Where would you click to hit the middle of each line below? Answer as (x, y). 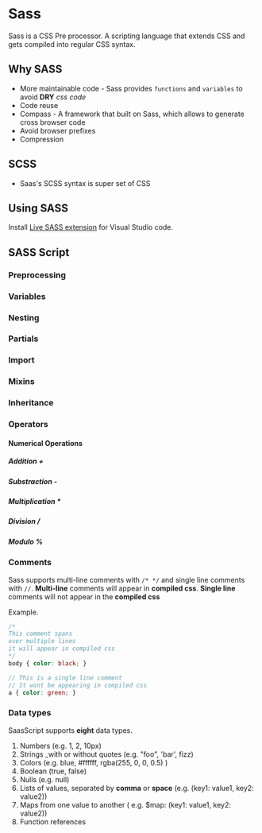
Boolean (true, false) (53, 771)
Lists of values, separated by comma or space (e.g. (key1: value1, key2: (137, 788)
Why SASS (35, 70)
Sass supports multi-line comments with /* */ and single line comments (127, 579)
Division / (24, 521)
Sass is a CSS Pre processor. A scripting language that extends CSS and (127, 36)
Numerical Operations (46, 443)
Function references (52, 821)
